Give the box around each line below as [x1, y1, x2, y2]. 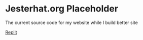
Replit [5, 29, 17, 35]
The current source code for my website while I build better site [5, 19, 138, 25]
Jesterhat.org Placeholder [5, 3, 118, 14]
